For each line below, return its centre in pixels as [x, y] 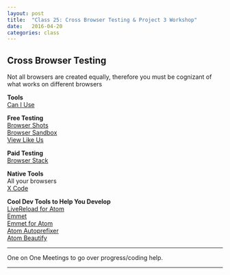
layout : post [26, 13]
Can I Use [21, 105]
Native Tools [25, 174]
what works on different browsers [55, 84]
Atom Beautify [27, 238]
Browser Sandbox [32, 133]
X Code [18, 189]
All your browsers [32, 181]
